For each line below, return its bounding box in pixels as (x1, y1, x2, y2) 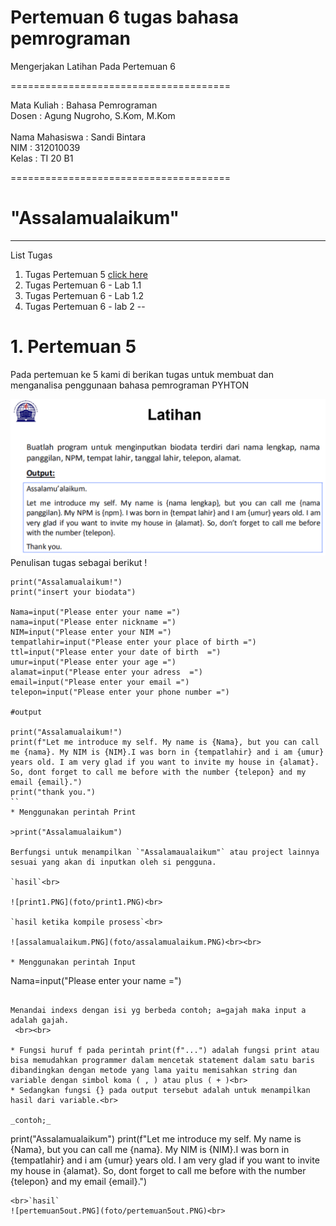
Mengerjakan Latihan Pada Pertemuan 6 (10, 60, 177, 72)
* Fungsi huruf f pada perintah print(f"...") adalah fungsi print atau (10, 1045, 320, 1055)
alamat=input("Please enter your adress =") (10, 667, 203, 677)
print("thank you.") (10, 787, 97, 797)
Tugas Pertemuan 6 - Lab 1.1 (24, 279, 142, 291)
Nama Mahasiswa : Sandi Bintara (10, 131, 146, 143)
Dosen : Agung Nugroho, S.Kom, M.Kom (10, 109, 176, 121)
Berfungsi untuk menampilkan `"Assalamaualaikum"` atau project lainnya (10, 847, 320, 857)
